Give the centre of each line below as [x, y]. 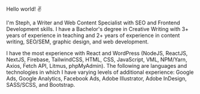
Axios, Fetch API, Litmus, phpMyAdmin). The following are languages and [97, 66]
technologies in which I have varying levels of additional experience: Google [100, 72]
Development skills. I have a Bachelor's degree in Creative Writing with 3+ [97, 29]
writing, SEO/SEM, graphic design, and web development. [78, 42]
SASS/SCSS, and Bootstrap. [41, 85]
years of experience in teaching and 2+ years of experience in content [93, 35]
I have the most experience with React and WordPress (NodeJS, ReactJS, [97, 53]
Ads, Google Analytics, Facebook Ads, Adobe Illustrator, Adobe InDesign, [96, 79]
